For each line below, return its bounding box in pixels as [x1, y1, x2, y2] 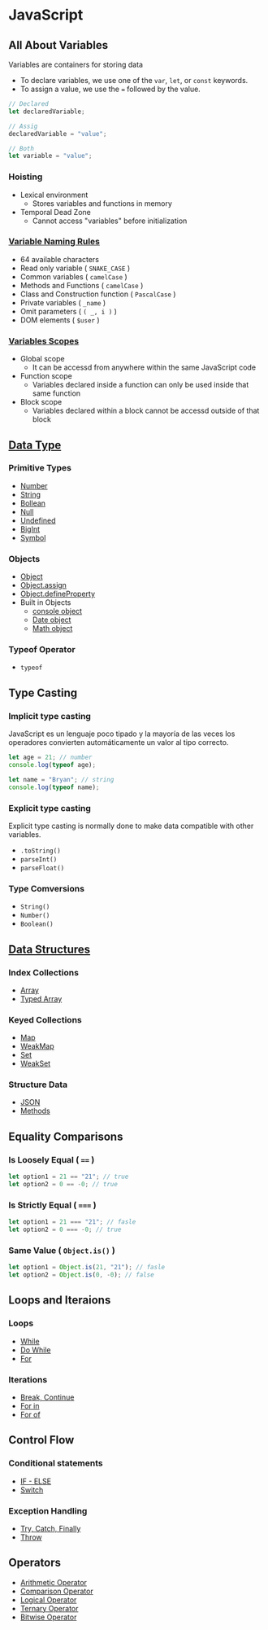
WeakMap [19, 1041, 54, 1051]
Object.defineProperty [19, 589, 96, 599]
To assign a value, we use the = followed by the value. [19, 84, 201, 94]
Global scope [19, 354, 65, 364]
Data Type [8, 438, 62, 452]
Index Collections [8, 966, 80, 978]
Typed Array [19, 993, 63, 1003]
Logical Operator [19, 1594, 77, 1605]
